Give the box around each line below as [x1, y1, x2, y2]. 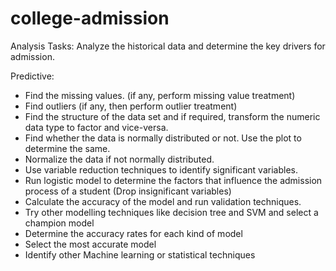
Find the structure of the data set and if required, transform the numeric [24, 110, 321, 122]
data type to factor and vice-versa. [24, 121, 169, 133]
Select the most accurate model [24, 238, 157, 250]
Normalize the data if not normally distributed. [24, 153, 215, 165]
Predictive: [10, 70, 55, 82]
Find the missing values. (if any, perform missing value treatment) [24, 89, 296, 101]
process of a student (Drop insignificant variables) [24, 185, 232, 197]
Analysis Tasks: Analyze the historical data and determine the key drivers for [10, 40, 326, 52]
